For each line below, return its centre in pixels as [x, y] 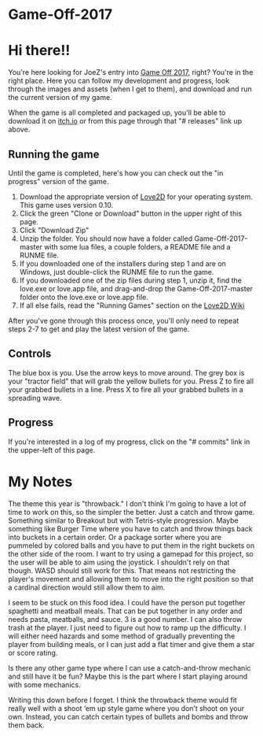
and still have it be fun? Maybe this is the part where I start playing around [128, 676]
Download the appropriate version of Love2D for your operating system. [136, 196]
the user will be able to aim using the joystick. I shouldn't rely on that [119, 562]
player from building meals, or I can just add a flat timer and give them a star [131, 644]
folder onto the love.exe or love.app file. [84, 297]
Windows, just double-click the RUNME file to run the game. [117, 272]
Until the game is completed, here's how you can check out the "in [116, 173]
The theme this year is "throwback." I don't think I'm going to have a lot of [127, 503]
